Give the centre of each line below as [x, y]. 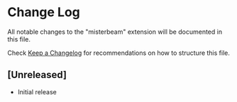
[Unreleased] [37, 75]
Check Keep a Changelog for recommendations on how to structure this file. [119, 53]
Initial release [37, 91]
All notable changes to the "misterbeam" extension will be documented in [115, 32]
